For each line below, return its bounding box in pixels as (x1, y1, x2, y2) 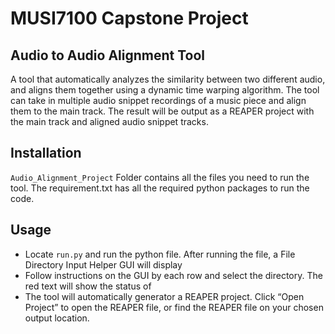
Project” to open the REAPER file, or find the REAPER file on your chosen (24, 301, 324, 313)
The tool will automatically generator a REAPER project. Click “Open (24, 290, 305, 302)
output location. (24, 312, 90, 324)
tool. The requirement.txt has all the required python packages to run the (10, 182, 310, 194)
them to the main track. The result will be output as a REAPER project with (10, 105, 315, 117)
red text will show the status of (24, 280, 152, 292)
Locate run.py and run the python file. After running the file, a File (24, 248, 296, 260)
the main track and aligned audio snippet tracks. (10, 116, 209, 127)
